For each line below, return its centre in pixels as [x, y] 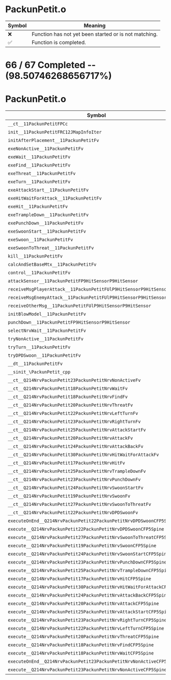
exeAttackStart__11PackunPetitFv [48, 190]
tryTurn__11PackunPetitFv [39, 347]
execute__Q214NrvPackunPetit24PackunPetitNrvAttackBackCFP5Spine [89, 596]
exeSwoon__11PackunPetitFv [40, 240]
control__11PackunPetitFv [39, 273]
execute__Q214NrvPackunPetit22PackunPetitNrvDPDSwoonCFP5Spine [86, 529]
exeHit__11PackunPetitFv [38, 207]
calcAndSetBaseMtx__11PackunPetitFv [52, 265]
